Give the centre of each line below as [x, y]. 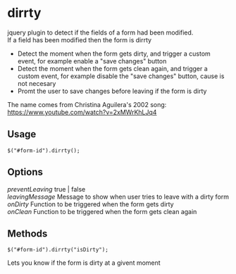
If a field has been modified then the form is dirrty [80, 39]
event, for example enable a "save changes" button [92, 61]
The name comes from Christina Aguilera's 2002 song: [87, 104]
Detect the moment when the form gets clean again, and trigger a [112, 68]
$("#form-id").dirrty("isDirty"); [58, 250]
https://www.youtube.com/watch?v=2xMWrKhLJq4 [82, 112]
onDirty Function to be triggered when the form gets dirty [91, 204]
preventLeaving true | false [46, 189]
